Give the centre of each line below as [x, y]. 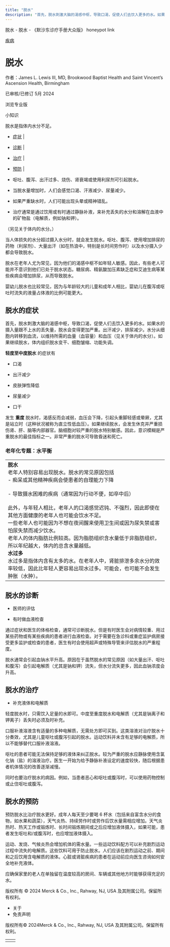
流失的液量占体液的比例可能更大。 [49, 293]
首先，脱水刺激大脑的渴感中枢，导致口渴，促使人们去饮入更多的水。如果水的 [85, 324]
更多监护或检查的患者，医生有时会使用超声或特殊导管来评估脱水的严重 [82, 643]
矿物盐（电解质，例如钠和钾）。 [49, 218]
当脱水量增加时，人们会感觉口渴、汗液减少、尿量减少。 [70, 191]
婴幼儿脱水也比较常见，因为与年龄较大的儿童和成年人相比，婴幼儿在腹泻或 [83, 287]
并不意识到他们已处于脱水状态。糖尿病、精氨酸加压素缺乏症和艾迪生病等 [85, 269]
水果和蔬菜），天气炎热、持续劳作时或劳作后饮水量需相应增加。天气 [88, 821]
